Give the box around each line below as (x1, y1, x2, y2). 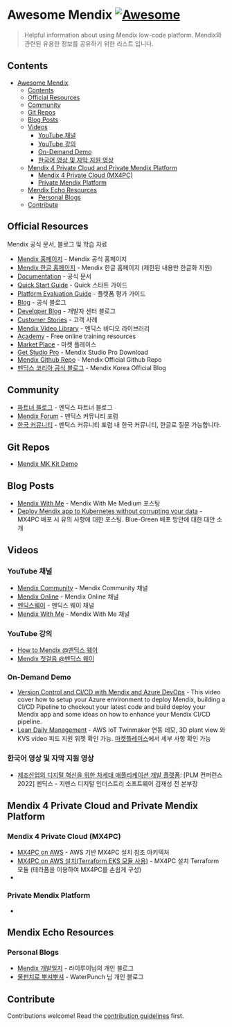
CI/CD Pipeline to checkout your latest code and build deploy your (17, 703, 206, 711)
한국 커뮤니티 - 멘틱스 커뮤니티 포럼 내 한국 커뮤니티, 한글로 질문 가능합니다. (17, 421, 222, 429)
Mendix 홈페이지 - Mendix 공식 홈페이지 (17, 254, 127, 263)
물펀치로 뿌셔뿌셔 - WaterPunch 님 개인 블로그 (17, 973, 144, 981)
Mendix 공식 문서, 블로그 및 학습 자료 (7, 240, 107, 248)
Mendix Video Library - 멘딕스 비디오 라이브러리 (17, 324, 150, 333)
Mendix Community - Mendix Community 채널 (17, 583, 148, 592)
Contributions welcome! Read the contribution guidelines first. (7, 1012, 184, 1020)
